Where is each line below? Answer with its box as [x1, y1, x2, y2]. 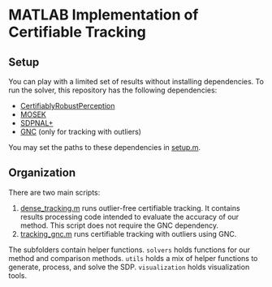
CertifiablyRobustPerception [19, 101, 115, 110]
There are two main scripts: [8, 187, 101, 197]
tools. [8, 270, 28, 281]
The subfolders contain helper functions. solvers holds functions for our [8, 245, 250, 255]
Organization [8, 166, 76, 180]
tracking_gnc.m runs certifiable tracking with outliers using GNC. [19, 229, 237, 238]
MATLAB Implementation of [8, 6, 199, 24]
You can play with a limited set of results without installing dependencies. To [8, 77, 264, 86]
